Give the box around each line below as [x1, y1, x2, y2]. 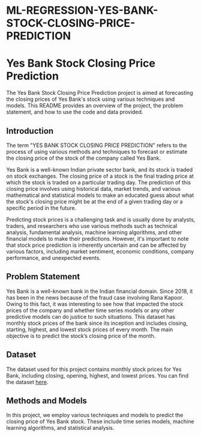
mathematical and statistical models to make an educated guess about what [6, 191, 194, 199]
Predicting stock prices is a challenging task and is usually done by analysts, [6, 215, 196, 223]
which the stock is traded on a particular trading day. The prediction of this [6, 178, 191, 186]
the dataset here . [6, 378, 49, 385]
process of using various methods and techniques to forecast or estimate [6, 148, 188, 155]
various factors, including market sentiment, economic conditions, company [6, 247, 194, 255]
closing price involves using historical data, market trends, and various [6, 185, 181, 192]
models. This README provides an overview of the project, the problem [6, 102, 184, 109]
